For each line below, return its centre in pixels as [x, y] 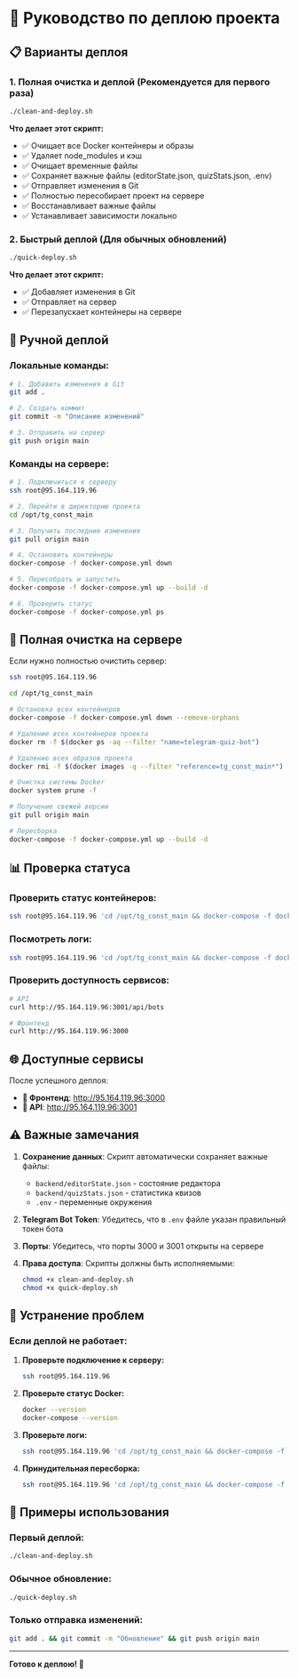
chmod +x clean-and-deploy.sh [78, 1280]
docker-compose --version [70, 1418]
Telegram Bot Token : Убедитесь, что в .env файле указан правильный [154, 1219]
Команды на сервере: [59, 463]
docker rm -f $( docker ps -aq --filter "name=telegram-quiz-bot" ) [134, 742]
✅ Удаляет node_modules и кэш [82, 156]
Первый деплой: [47, 1537]
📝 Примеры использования [90, 1512]
